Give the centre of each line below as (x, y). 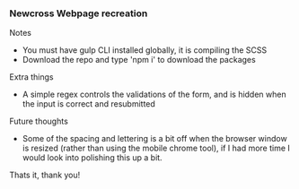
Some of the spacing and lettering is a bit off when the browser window (154, 139)
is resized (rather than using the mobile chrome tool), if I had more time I (156, 148)
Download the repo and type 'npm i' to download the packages (139, 60)
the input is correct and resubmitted (88, 104)
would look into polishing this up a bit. (92, 158)
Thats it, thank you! (45, 175)
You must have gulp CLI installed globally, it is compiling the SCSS (145, 50)
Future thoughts (39, 121)
